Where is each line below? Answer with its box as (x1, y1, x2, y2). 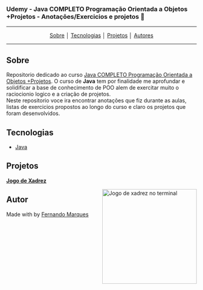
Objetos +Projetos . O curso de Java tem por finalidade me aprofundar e (6, 77, 185, 85)
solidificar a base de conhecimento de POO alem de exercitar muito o (6, 84, 179, 91)
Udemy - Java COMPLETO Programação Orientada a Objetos (6, 5, 188, 13)
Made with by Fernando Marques (6, 211, 89, 218)
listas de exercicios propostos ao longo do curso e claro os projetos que (6, 104, 186, 111)
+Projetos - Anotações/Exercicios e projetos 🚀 (6, 12, 145, 21)
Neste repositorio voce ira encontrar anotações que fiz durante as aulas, (6, 97, 187, 104)
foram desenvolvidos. (6, 110, 60, 117)
